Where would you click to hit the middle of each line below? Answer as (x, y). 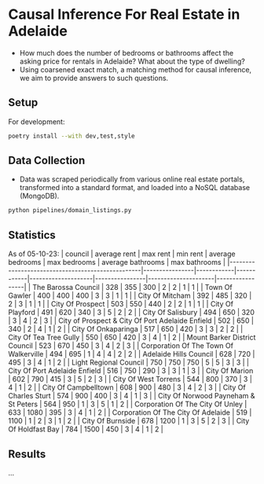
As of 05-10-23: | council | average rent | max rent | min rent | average (122, 254)
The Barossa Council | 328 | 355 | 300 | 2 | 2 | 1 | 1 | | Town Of (133, 288)
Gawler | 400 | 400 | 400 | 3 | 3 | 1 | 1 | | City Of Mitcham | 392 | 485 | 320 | (130, 295)
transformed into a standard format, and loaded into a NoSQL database (134, 188)
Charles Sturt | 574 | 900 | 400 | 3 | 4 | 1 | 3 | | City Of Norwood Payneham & (132, 396)
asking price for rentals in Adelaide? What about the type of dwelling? (132, 61)
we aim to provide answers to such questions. (94, 78)
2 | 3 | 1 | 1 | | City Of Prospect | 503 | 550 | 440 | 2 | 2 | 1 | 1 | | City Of (121, 304)
